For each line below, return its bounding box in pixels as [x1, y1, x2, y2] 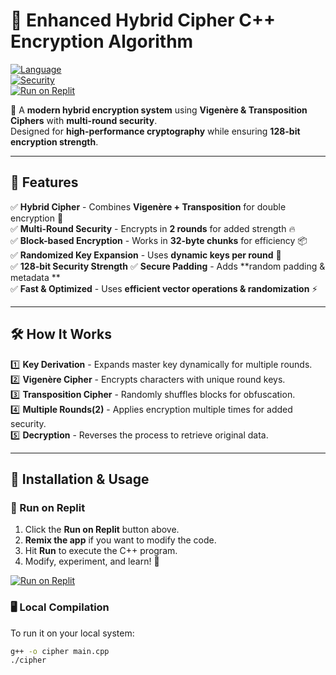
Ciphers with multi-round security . [10, 114, 158, 126]
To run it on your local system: [10, 627, 135, 639]
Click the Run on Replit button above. [24, 524, 180, 536]
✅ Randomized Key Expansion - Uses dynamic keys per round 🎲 [10, 249, 282, 261]
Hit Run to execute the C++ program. [24, 545, 178, 557]
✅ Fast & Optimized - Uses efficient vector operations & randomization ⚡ [10, 282, 318, 294]
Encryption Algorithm [10, 30, 194, 53]
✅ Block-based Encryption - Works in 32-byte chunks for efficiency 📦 [10, 234, 308, 246]
